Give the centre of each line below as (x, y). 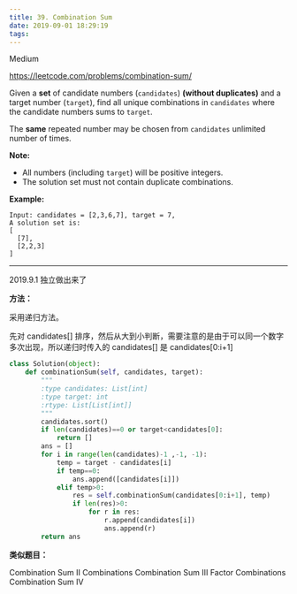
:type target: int (75, 397)
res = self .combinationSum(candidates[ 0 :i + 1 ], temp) (171, 496)
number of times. (41, 139)
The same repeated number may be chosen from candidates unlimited (137, 129)
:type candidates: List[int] (95, 389)
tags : (19, 34)
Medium (24, 59)
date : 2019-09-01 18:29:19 (59, 26)
